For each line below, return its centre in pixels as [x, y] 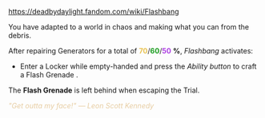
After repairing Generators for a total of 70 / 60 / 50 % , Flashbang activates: [131, 51]
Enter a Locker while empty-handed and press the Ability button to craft [138, 66]
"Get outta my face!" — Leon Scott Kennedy [81, 106]
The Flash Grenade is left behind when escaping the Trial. [104, 90]
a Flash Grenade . [49, 75]
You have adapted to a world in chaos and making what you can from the [129, 27]
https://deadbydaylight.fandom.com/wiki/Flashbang [94, 12]
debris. [20, 35]
